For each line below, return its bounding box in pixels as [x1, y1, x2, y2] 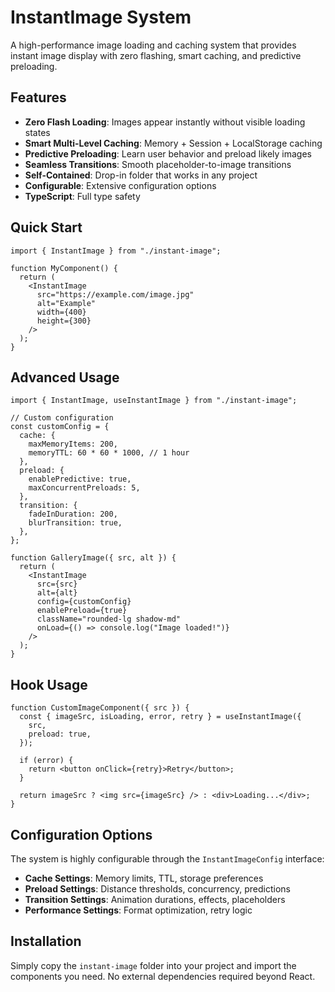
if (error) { [19, 756, 74, 766]
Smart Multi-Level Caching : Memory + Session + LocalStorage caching [24, 137, 323, 149]
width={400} [36, 307, 87, 317]
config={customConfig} [36, 597, 132, 607]
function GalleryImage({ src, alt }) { [10, 553, 177, 563]
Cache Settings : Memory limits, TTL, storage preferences [24, 872, 264, 884]
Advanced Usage [10, 369, 120, 386]
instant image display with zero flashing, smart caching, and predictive [10, 49, 302, 61]
